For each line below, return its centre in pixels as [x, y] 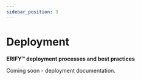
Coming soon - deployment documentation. [61, 70]
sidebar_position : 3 [33, 12]
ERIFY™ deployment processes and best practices [71, 59]
